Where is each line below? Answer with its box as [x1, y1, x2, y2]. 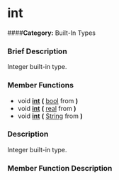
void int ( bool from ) [17, 96, 79, 105]
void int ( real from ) [17, 104, 76, 112]
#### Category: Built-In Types [7, 28, 96, 37]
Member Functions [7, 80, 74, 90]
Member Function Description [7, 163, 113, 173]
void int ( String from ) [17, 112, 83, 120]
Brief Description [7, 46, 67, 56]
